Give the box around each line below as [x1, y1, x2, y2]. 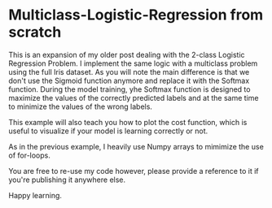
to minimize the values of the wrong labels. [8, 102, 153, 111]
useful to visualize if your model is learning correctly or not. [8, 126, 208, 136]
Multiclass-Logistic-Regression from [8, 6, 264, 24]
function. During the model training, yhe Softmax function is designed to [8, 84, 251, 94]
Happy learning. [8, 190, 63, 200]
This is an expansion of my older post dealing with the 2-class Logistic [8, 50, 246, 59]
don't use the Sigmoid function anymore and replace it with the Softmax [8, 76, 250, 85]
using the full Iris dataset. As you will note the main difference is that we [8, 67, 250, 76]
